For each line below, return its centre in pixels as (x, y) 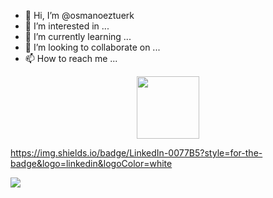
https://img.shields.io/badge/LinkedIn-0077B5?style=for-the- (136, 153)
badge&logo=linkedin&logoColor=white (91, 163)
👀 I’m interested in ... (67, 26)
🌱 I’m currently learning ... (78, 36)
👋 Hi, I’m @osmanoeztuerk (79, 15)
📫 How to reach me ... (71, 58)
